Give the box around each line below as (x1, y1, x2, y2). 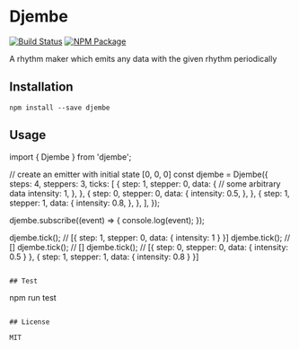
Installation (9, 79, 74, 95)
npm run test (9, 292, 57, 302)
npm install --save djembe (9, 103, 110, 112)
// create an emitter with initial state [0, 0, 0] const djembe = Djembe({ (9, 169, 268, 179)
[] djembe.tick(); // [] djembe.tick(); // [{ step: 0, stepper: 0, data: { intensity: (9, 241, 289, 252)
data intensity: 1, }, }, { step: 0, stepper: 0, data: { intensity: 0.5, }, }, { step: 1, (9, 188, 290, 198)
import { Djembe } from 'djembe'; (9, 151, 132, 162)
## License (9, 317, 50, 327)
